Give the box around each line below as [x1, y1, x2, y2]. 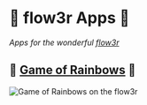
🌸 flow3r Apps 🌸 [9, 8, 130, 28]
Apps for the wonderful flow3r [9, 37, 120, 48]
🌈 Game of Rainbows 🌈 [9, 63, 136, 78]
